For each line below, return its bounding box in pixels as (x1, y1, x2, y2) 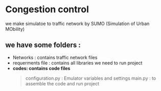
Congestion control (5, 4, 89, 15)
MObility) (5, 26, 25, 32)
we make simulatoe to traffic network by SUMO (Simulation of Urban (5, 20, 150, 27)
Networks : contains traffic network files (12, 54, 98, 60)
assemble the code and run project (25, 80, 100, 86)
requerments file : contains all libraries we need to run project (12, 60, 143, 66)
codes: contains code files (12, 65, 71, 71)
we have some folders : (5, 41, 81, 50)
